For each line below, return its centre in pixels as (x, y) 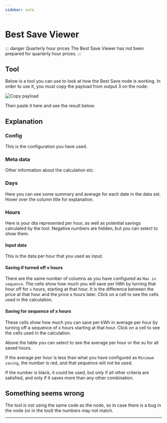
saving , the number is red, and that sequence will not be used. (69, 363)
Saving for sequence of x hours (38, 311)
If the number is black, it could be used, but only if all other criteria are (77, 372)
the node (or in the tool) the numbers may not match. (59, 411)
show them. (17, 233)
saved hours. (18, 348)
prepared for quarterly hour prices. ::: (43, 53)
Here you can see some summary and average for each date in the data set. (83, 194)
